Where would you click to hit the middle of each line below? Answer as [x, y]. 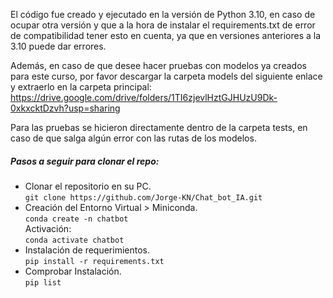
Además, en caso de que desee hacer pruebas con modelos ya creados [158, 65]
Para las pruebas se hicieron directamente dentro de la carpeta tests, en [159, 127]
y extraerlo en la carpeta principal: [81, 87]
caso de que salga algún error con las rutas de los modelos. [133, 138]
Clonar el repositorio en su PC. [88, 186]
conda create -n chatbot [76, 219]
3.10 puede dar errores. [58, 46]
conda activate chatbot [74, 240]
